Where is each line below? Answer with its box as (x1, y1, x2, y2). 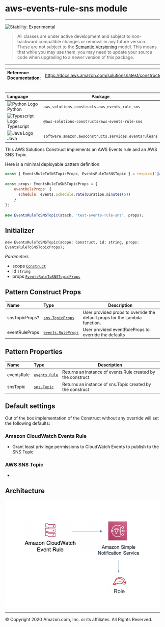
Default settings (5, 402, 55, 411)
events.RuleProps (43, 330, 79, 335)
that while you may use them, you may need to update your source (17, 49, 152, 55)
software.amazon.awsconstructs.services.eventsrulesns (43, 134, 158, 139)
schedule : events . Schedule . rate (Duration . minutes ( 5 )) (18, 192, 131, 197)
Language (7, 94, 28, 100)
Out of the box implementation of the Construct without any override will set (5, 415, 159, 421)
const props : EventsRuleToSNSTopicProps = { (5, 181, 98, 187)
